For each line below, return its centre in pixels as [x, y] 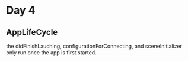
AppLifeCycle [32, 32]
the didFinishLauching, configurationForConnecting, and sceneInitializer [94, 46]
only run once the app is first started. [51, 53]
